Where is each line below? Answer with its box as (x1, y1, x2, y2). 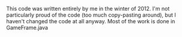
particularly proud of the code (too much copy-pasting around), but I (6, 11, 176, 18)
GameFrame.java (6, 24, 48, 31)
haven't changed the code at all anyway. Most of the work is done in (6, 18, 175, 24)
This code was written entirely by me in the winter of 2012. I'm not (6, 5, 170, 12)
